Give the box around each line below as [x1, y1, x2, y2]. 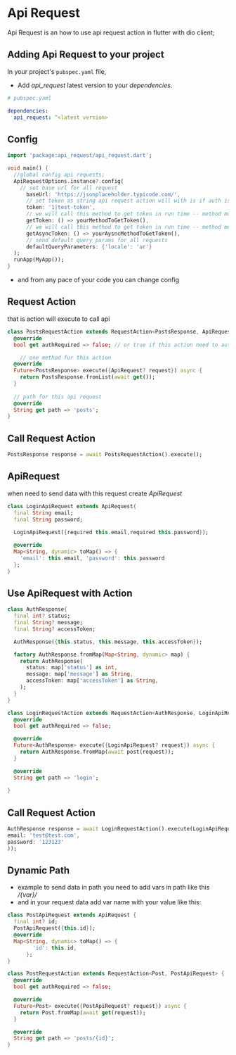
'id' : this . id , [32, 945, 77, 952]
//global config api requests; [13, 171, 105, 178]
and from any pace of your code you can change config [17, 276, 180, 284]
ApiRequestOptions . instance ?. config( [13, 177, 124, 184]
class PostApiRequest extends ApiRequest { [7, 911, 137, 919]
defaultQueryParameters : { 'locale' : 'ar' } [25, 243, 152, 251]
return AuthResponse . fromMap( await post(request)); [20, 748, 174, 756]
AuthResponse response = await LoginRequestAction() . [7, 826, 169, 833]
